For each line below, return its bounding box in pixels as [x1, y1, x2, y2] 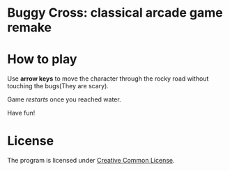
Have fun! [7, 109, 36, 117]
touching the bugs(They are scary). [7, 82, 109, 90]
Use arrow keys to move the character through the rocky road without [7, 74, 209, 83]
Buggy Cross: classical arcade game [7, 5, 223, 21]
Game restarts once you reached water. [7, 95, 121, 104]
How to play [7, 51, 77, 67]
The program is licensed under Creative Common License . [7, 156, 176, 165]
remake [7, 19, 52, 35]
